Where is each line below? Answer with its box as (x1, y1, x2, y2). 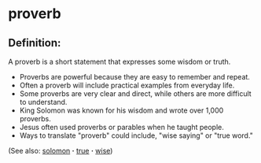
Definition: (8, 36, 61, 50)
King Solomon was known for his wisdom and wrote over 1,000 (19, 106, 224, 115)
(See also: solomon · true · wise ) (8, 146, 113, 155)
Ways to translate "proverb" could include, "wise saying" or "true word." (19, 131, 254, 140)
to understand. (19, 98, 68, 106)
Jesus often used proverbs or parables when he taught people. (19, 123, 224, 132)
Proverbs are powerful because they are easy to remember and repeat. (19, 72, 250, 81)
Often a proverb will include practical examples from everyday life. (19, 80, 235, 90)
